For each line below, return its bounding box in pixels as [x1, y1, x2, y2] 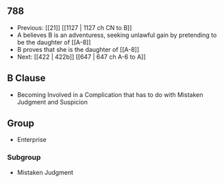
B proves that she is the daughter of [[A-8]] [16, 45, 140, 53]
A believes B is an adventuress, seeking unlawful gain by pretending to [16, 31, 217, 39]
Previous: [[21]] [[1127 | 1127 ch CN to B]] [16, 23, 132, 31]
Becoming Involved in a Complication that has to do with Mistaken [16, 90, 203, 98]
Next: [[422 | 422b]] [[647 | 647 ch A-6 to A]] [16, 53, 146, 61]
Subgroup [7, 153, 41, 163]
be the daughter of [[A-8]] [16, 38, 91, 46]
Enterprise [16, 136, 47, 144]
